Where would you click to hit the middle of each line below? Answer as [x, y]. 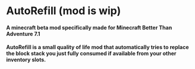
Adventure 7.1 [23, 34]
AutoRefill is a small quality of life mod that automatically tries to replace [97, 47]
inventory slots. [26, 60]
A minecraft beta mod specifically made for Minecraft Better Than [89, 27]
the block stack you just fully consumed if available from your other [91, 54]
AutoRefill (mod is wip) [64, 11]
